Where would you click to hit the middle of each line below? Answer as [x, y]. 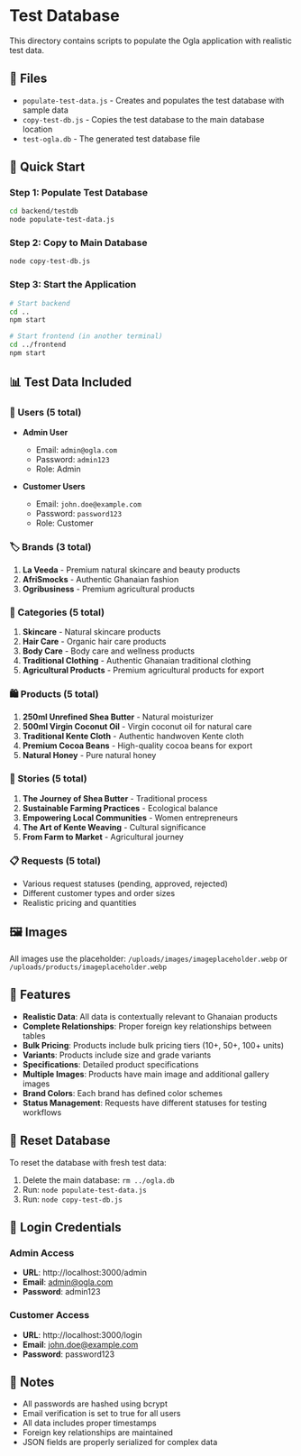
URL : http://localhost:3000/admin [84, 1273]
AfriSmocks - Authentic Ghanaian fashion [100, 579]
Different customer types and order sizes [99, 893]
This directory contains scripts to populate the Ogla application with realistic [151, 41]
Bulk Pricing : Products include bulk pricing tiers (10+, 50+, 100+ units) [153, 1045]
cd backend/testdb [44, 211]
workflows [42, 1112]
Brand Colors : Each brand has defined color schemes [123, 1093]
